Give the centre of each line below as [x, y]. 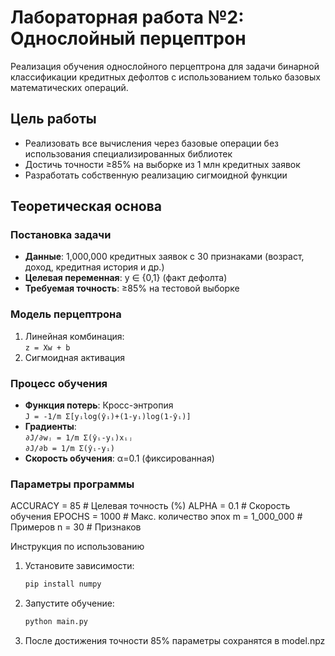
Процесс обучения [59, 383]
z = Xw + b [47, 347]
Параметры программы [72, 484]
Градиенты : [50, 427]
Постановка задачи [61, 235]
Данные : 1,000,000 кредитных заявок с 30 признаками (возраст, [164, 257]
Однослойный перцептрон [128, 38]
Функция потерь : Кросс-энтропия [99, 405]
